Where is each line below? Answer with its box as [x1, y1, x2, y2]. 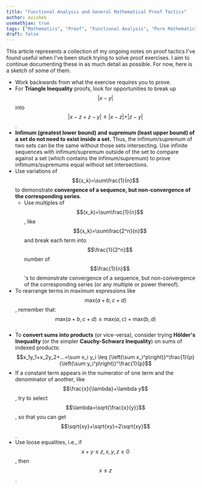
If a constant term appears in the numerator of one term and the [14, 369, 174, 377]
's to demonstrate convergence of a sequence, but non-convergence [23, 275, 196, 282]
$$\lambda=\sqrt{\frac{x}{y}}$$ [66, 404, 145, 411]
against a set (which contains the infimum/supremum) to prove [14, 155, 171, 162]
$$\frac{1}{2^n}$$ [87, 246, 133, 254]
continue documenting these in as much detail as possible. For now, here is [6, 61, 192, 68]
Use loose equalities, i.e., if [14, 439, 82, 446]
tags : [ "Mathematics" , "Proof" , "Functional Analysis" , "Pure [6, 25, 165, 32]
